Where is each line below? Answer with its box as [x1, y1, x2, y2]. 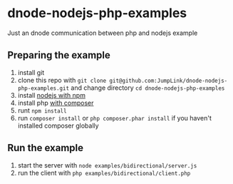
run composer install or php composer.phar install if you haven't [17, 113, 212, 122]
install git [17, 68, 45, 76]
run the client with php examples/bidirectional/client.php [17, 168, 191, 177]
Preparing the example [7, 49, 110, 61]
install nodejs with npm [17, 91, 86, 99]
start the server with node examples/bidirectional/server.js [17, 160, 197, 169]
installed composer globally [17, 121, 99, 130]
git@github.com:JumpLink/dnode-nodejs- [109, 77, 228, 84]
